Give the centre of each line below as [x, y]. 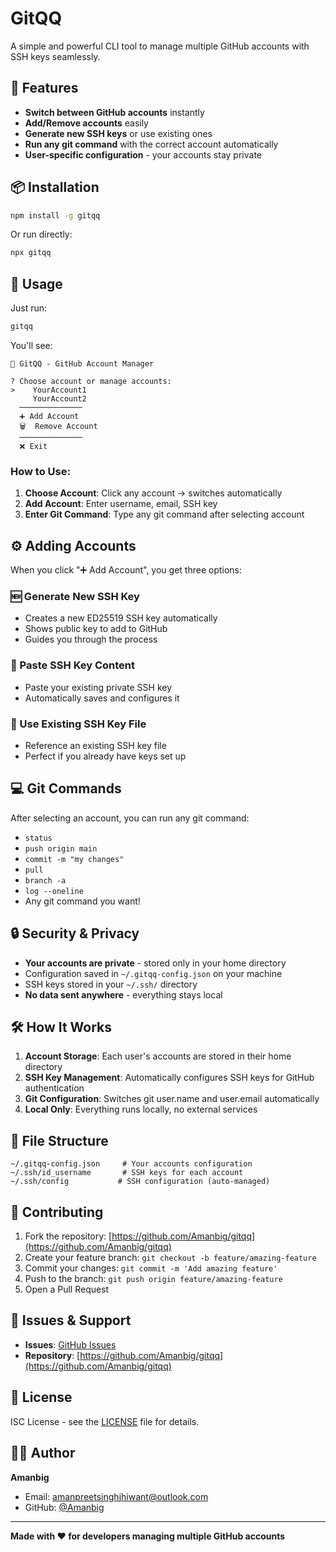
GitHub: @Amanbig [64, 1507]
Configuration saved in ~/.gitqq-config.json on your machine [153, 973]
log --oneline [54, 891]
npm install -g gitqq [55, 215]
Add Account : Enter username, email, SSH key [121, 504]
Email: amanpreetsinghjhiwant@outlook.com [116, 1496]
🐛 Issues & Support [71, 1320]
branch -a [45, 880]
